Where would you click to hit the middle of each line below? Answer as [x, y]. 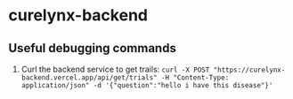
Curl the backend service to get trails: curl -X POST [115, 69]
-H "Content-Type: [195, 78]
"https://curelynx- [249, 70]
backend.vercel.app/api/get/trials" [89, 78]
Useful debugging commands [93, 48]
